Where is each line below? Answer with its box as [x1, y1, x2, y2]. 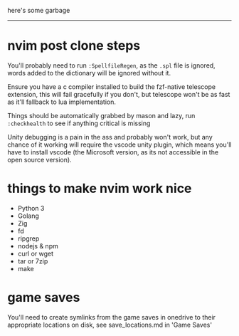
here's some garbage [7, 6, 70, 14]
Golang [17, 211, 39, 220]
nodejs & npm [17, 241, 58, 250]
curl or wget [17, 249, 54, 258]
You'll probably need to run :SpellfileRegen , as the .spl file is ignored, [7, 61, 216, 70]
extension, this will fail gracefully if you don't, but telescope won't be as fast [7, 90, 230, 98]
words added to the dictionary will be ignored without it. [7, 68, 171, 77]
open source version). [7, 155, 73, 164]
